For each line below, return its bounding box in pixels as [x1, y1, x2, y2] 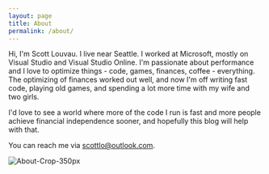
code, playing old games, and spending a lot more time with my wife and [8, 83, 250, 93]
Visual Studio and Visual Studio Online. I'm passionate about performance [8, 57, 254, 67]
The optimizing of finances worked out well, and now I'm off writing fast [8, 74, 248, 85]
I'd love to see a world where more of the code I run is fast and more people [8, 108, 261, 117]
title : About [8, 19, 53, 28]
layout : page [8, 11, 53, 20]
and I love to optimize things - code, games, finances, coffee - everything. [8, 66, 255, 76]
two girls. [8, 92, 40, 102]
